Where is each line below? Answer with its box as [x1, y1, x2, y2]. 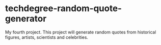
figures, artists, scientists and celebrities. [5, 34, 88, 40]
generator [5, 13, 47, 24]
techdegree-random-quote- [5, 3, 122, 14]
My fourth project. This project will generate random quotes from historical [5, 29, 156, 35]
